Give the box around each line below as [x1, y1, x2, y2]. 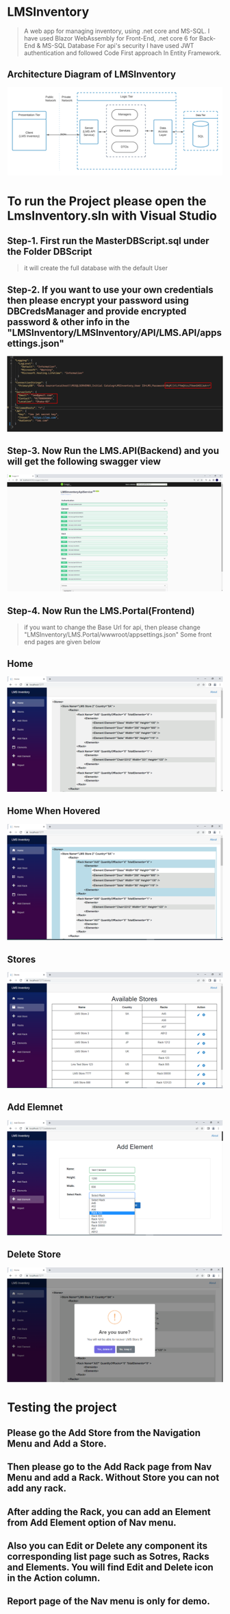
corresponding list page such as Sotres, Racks [7, 1551, 210, 1562]
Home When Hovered [7, 805, 101, 817]
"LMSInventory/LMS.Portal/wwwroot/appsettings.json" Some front [23, 630, 212, 639]
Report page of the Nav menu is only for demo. [7, 1595, 210, 1607]
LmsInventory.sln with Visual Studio [7, 207, 218, 223]
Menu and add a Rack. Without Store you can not [7, 1472, 220, 1484]
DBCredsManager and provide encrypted [7, 305, 187, 317]
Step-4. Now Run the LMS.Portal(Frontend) [7, 605, 195, 617]
